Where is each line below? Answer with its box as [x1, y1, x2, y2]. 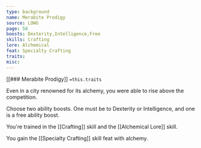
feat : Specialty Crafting [6, 48, 71, 54]
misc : [6, 59, 20, 65]
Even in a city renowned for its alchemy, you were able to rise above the [6, 87, 184, 94]
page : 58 [6, 25, 28, 32]
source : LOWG [6, 20, 39, 26]
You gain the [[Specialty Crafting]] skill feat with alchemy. [6, 134, 148, 141]
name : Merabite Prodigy [6, 14, 66, 20]
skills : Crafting [6, 37, 50, 43]
